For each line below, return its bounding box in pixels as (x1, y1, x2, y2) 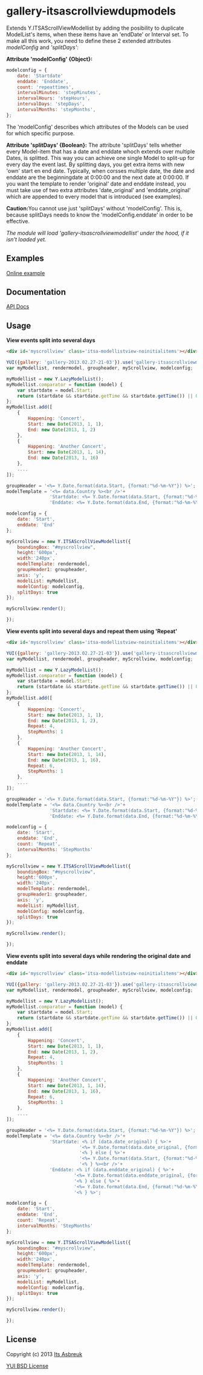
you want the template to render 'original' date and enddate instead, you (6, 180, 186, 187)
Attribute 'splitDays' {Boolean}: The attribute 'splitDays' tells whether (6, 141, 182, 149)
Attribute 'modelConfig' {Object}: (6, 55, 92, 62)
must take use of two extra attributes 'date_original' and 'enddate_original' (6, 186, 192, 193)
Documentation (6, 287, 66, 298)
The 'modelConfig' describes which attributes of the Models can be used (6, 123, 188, 130)
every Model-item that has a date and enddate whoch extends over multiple (6, 147, 195, 155)
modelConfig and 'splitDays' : (6, 44, 79, 51)
